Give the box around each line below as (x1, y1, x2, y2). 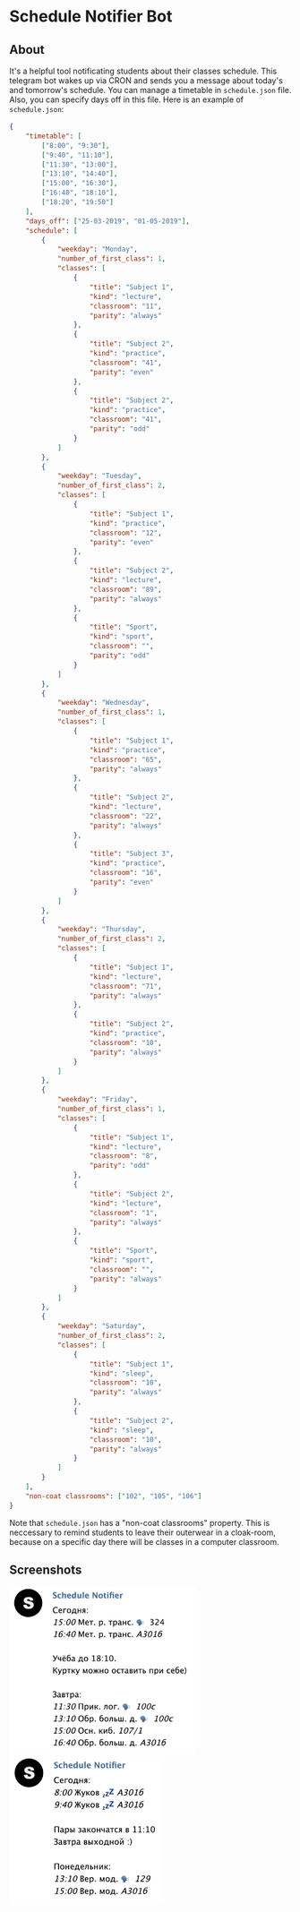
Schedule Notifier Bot (9, 6, 173, 27)
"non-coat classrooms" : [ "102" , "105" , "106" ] (25, 1491, 202, 1501)
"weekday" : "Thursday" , (56, 925, 146, 934)
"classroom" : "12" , (89, 528, 163, 537)
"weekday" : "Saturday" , (56, 1322, 146, 1331)
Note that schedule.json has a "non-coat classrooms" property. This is (9, 1517, 270, 1528)
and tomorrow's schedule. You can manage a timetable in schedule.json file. (9, 85, 292, 95)
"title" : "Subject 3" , (89, 849, 175, 859)
